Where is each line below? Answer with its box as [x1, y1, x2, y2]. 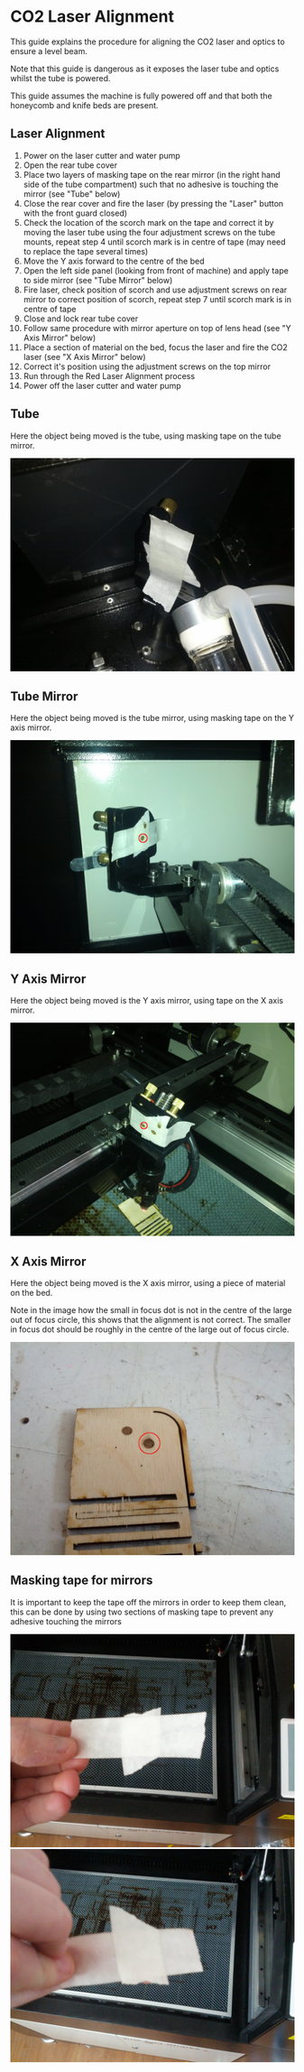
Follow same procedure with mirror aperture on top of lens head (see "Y [23, 322, 291, 333]
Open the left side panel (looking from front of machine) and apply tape [23, 264, 290, 276]
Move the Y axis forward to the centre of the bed [23, 255, 205, 266]
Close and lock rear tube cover [23, 313, 139, 324]
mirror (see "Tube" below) [23, 188, 121, 199]
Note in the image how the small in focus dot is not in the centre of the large [10, 1305, 292, 1315]
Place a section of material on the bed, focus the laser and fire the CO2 [23, 341, 288, 353]
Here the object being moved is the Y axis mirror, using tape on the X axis [10, 995, 283, 1006]
